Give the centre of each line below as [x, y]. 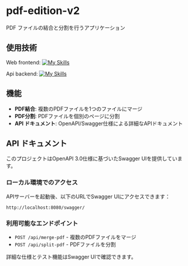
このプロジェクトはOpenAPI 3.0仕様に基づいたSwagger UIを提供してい [92, 158]
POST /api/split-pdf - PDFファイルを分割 [65, 244]
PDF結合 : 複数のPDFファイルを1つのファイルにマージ [78, 109]
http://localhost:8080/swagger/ [45, 208]
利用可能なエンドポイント [42, 223]
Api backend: [22, 74]
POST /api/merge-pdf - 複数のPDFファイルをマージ [75, 237]
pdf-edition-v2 [43, 11]
